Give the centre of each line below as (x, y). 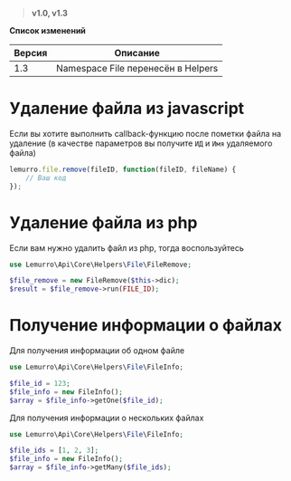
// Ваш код (46, 178)
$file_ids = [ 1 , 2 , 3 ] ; (54, 451)
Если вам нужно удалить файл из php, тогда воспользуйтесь (127, 247)
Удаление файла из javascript (127, 109)
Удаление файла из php (103, 222)
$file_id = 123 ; (40, 383)
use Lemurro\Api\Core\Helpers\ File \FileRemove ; (101, 265)
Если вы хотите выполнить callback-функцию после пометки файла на (145, 133)
